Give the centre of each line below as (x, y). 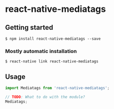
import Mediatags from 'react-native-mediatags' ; (57, 88)
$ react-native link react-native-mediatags (52, 61)
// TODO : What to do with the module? (45, 97)
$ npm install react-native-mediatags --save (53, 39)
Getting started (29, 27)
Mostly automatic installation (41, 51)
